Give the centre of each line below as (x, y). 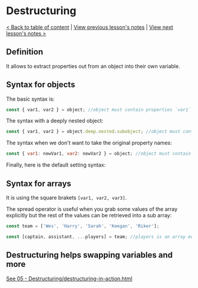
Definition (24, 52)
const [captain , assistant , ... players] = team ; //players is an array (96, 237)
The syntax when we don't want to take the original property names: (89, 143)
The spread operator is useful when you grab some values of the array (92, 209)
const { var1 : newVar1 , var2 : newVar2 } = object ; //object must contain (99, 154)
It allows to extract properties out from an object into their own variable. (93, 66)
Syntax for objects (41, 85)
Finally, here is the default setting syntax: (56, 165)
